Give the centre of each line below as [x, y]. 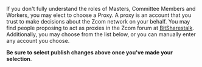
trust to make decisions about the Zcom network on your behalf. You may [98, 21]
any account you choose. [38, 41]
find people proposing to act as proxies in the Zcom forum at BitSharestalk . [100, 28]
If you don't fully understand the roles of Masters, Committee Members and [101, 9]
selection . [19, 59]
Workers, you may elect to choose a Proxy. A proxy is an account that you [99, 15]
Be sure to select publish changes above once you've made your [90, 53]
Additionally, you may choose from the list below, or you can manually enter [101, 34]
